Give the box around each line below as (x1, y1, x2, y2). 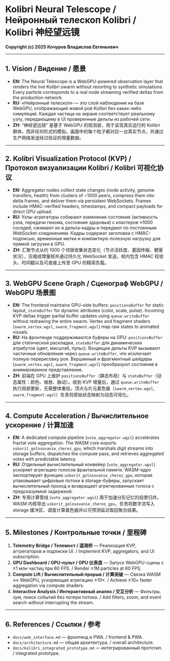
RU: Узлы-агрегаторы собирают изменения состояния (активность (12, 214, 158, 220)
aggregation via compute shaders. (12, 582, 84, 589)
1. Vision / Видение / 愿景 (5, 64, 86, 73)
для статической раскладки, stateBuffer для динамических (12, 340, 143, 346)
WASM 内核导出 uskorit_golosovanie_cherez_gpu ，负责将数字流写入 (12, 501, 155, 507)
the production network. (12, 94, 63, 100)
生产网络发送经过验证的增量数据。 (12, 134, 84, 140)
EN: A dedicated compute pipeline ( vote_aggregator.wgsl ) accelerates (12, 434, 159, 440)
